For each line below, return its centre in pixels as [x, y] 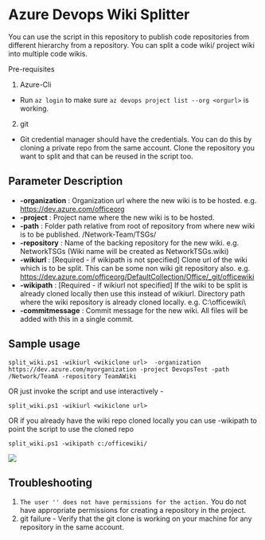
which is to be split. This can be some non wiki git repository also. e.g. [135, 268]
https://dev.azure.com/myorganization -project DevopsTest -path [119, 369]
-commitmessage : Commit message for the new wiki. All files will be [134, 310]
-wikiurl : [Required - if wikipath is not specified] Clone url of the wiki [134, 260]
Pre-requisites [31, 68]
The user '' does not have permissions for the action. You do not [133, 502]
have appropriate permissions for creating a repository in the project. [133, 511]
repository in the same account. [72, 527]
